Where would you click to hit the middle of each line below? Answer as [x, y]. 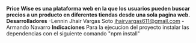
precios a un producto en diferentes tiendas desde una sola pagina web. [98, 15]
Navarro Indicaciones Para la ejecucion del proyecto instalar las [110, 27]
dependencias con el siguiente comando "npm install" [73, 34]
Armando [18, 27]
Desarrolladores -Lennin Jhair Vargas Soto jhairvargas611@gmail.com [93, 21]
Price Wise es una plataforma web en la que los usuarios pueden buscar [98, 9]
